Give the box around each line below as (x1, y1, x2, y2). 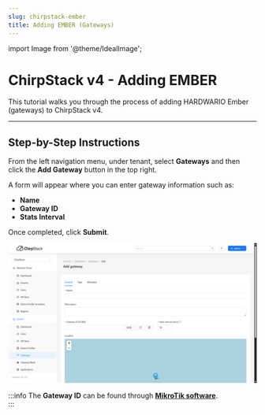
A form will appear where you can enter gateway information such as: (8, 180, 234, 190)
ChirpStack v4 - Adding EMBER (8, 71, 218, 89)
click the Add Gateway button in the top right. (8, 165, 158, 175)
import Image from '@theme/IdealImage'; (8, 43, 142, 53)
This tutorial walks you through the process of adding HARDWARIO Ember (8, 97, 249, 106)
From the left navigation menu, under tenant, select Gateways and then (8, 157, 241, 166)
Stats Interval (19, 213, 65, 222)
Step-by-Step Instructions (8, 135, 140, 149)
